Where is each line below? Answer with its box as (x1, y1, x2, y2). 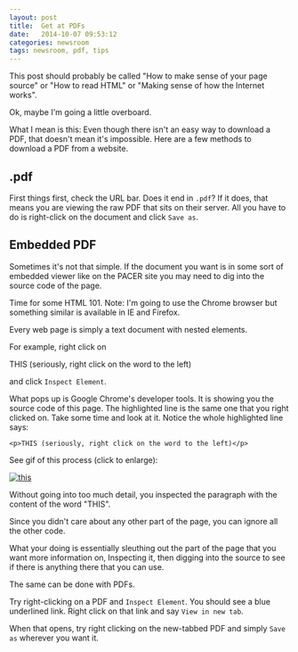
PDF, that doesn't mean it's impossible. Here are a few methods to (9, 134, 252, 144)
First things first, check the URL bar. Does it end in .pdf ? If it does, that (9, 193, 269, 203)
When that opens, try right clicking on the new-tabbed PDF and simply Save (9, 623, 286, 633)
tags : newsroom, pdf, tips (9, 46, 109, 55)
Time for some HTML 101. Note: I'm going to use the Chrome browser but (9, 297, 278, 308)
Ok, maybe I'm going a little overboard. (9, 107, 152, 118)
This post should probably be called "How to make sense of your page (9, 70, 269, 81)
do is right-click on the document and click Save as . (9, 211, 198, 222)
